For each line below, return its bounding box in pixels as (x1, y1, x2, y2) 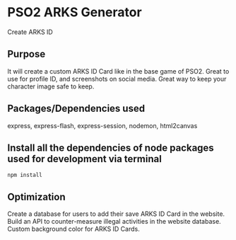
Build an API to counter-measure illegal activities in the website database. (7, 217, 221, 226)
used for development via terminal (7, 153, 163, 165)
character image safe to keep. (7, 82, 95, 91)
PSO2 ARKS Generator (7, 4, 143, 21)
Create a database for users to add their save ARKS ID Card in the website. (7, 210, 225, 218)
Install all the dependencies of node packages (7, 142, 214, 154)
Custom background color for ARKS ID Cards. (7, 224, 140, 234)
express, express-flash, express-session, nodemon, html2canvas (7, 121, 198, 130)
